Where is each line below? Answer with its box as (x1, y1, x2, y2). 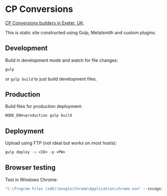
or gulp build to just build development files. (5, 76, 97, 82)
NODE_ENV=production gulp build (5, 113, 72, 118)
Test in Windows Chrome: (5, 177, 58, 183)
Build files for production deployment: (5, 103, 83, 109)
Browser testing (5, 163, 56, 172)
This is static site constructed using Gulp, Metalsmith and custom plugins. (5, 29, 157, 35)
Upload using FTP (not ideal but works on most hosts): (5, 140, 117, 146)
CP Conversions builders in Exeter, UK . (5, 20, 84, 26)
